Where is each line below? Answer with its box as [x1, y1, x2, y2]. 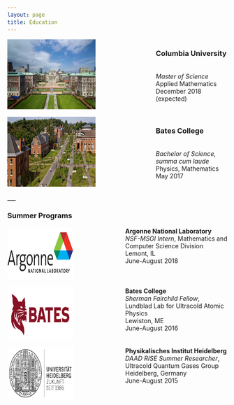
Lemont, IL [125, 249, 156, 257]
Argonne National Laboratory [125, 227, 212, 235]
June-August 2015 [125, 376, 178, 385]
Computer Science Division [125, 241, 204, 250]
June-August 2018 [125, 256, 179, 265]
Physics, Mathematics [156, 164, 219, 173]
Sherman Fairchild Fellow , [125, 294, 200, 302]
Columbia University [156, 49, 227, 59]
